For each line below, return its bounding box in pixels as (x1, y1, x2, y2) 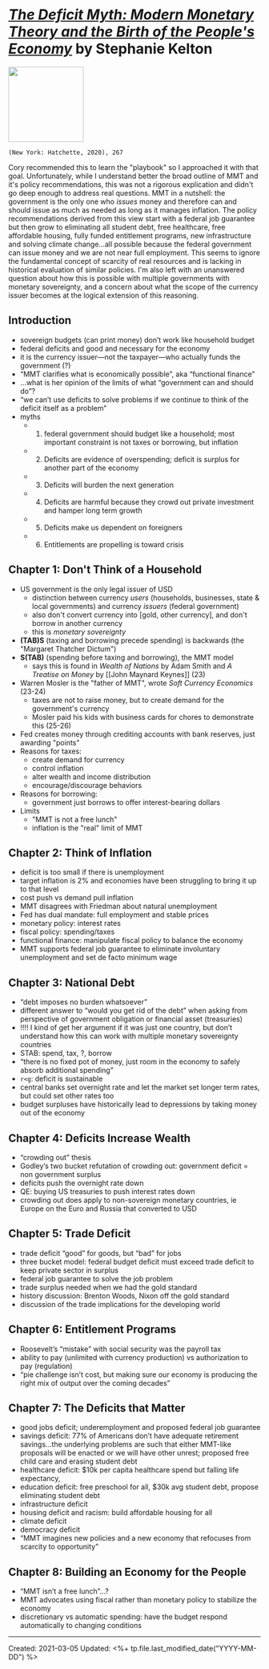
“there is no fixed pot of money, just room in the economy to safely (19, 1057, 240, 1066)
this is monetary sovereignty (31, 627, 126, 636)
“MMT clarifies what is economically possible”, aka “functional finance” (19, 369, 255, 379)
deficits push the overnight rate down (19, 1178, 144, 1188)
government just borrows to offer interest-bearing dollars (31, 797, 221, 807)
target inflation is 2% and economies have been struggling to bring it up (19, 876, 257, 886)
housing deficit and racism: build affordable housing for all (19, 1508, 213, 1517)
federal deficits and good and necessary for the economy (19, 343, 211, 353)
